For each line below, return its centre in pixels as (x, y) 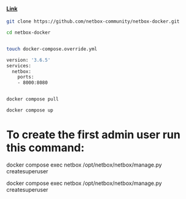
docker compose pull (33, 99)
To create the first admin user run (94, 135)
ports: (26, 77)
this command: (45, 148)
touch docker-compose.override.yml (52, 49)
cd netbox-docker (29, 33)
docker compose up (30, 110)
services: (19, 66)
